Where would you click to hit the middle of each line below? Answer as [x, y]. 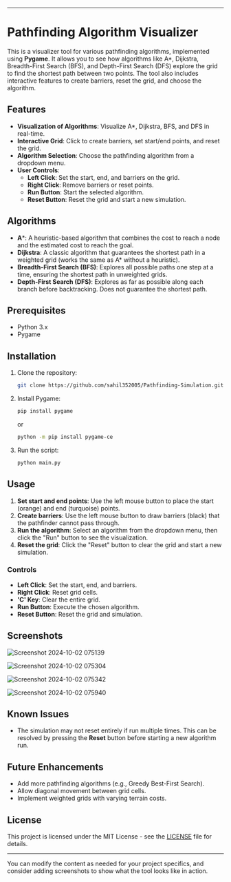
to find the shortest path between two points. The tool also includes [103, 73]
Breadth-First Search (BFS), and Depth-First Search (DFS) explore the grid [112, 65]
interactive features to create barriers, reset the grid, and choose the [104, 81]
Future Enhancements [56, 767]
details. [18, 844]
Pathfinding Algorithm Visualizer [103, 32]
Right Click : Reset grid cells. [57, 592]
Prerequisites [36, 310]
